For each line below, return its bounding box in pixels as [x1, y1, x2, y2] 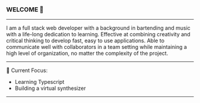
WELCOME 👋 [6, 5, 44, 14]
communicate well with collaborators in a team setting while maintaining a [6, 43, 187, 51]
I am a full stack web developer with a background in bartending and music [6, 24, 190, 32]
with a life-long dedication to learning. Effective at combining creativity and [6, 31, 190, 38]
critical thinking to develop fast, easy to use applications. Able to [6, 37, 165, 44]
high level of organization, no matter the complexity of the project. [6, 50, 168, 57]
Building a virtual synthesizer [14, 85, 86, 92]
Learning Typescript [14, 79, 64, 86]
